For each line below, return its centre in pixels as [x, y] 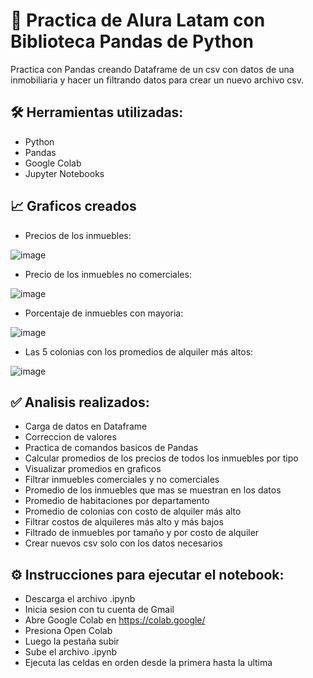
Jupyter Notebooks [64, 173]
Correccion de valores [70, 437]
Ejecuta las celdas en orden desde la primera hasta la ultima [148, 663]
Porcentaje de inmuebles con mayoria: [104, 313]
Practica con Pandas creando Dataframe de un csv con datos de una [152, 69]
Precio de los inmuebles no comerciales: [108, 274]
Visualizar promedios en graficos [93, 469]
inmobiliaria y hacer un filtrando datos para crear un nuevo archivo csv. [157, 80]
